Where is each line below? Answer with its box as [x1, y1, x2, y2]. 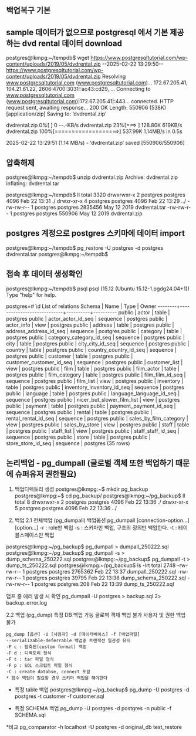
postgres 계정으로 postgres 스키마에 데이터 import [6, 228, 185, 239]
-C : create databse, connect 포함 [6, 669, 91, 675]
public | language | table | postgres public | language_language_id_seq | [6, 389, 180, 397]
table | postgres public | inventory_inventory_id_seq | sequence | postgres [6, 384, 185, 391]
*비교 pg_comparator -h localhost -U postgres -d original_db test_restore [6, 724, 182, 731]
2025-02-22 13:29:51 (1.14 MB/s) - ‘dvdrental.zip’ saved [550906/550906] [6, 140, 185, 147]
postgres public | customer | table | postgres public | [6, 352, 133, 359]
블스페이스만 [14, 531, 44, 538]
